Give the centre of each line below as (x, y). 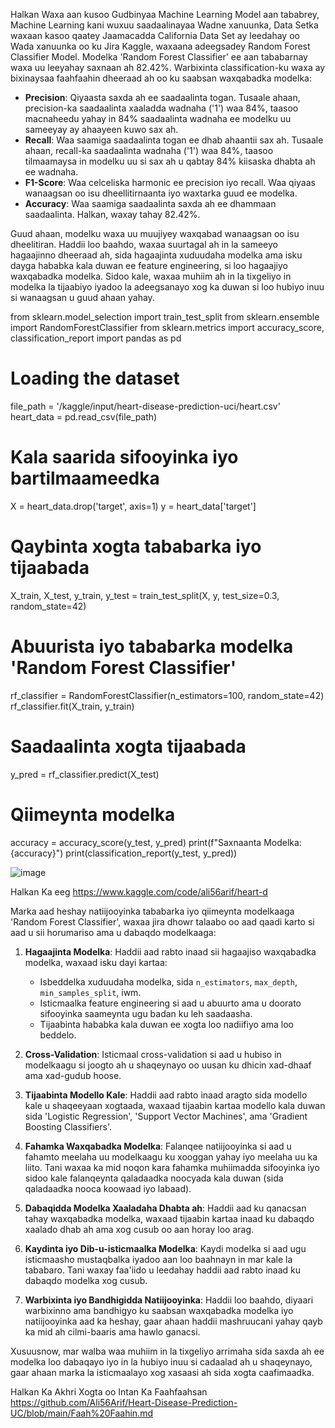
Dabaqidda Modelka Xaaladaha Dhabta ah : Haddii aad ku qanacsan (165, 1208)
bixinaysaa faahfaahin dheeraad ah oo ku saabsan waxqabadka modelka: (161, 78)
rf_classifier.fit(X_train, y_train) (72, 706)
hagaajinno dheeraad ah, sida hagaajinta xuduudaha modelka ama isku (156, 255)
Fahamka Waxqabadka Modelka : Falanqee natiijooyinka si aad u (158, 1146)
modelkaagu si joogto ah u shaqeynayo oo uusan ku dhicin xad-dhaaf (168, 1065)
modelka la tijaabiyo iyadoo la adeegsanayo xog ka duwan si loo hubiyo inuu (167, 287)
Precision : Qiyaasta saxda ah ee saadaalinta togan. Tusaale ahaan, (162, 97)
